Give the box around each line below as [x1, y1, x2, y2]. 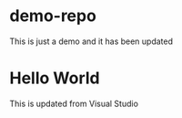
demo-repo [9, 5, 97, 27]
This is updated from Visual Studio [9, 98, 139, 109]
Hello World [9, 68, 100, 89]
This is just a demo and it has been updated [9, 36, 174, 47]
